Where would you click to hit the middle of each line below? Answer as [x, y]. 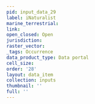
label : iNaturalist [31, 18]
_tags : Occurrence [30, 52]
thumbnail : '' [25, 86]
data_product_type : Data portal [47, 58]
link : [13, 29]
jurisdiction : [25, 40]
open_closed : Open [30, 35]
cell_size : [20, 63]
